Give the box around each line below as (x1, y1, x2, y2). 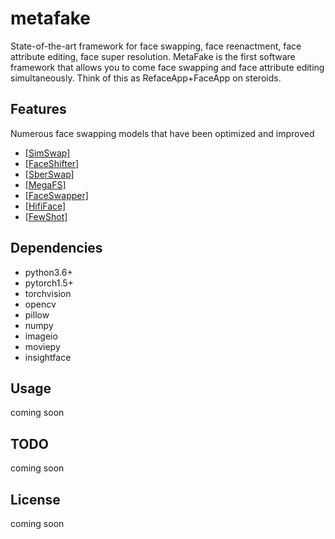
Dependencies (10, 240, 103, 257)
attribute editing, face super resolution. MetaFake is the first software (10, 50, 296, 62)
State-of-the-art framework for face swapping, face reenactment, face (10, 40, 302, 52)
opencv (24, 298, 57, 310)
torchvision (24, 287, 72, 299)
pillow (24, 308, 50, 321)
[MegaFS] (24, 178, 67, 191)
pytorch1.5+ (24, 277, 74, 289)
